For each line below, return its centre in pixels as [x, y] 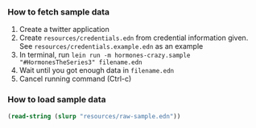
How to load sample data [57, 100]
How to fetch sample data [59, 12]
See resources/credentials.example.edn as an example [111, 46]
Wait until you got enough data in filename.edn [97, 70]
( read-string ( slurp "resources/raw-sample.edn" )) [94, 116]
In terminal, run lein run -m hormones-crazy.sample [105, 55]
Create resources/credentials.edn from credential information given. [134, 38]
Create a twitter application [64, 30]
